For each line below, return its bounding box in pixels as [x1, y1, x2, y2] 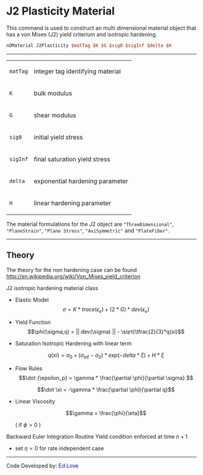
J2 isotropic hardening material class [6, 284, 98, 291]
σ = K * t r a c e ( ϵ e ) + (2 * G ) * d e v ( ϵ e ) [62, 305, 150, 314]
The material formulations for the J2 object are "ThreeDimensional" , [6, 220, 174, 228]
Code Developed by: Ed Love [6, 462, 79, 470]
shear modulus [34, 111, 77, 119]
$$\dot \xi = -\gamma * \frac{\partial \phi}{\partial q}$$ [37, 386, 175, 393]
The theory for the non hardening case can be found [6, 266, 137, 273]
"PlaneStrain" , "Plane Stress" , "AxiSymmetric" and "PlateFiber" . [6, 227, 170, 234]
